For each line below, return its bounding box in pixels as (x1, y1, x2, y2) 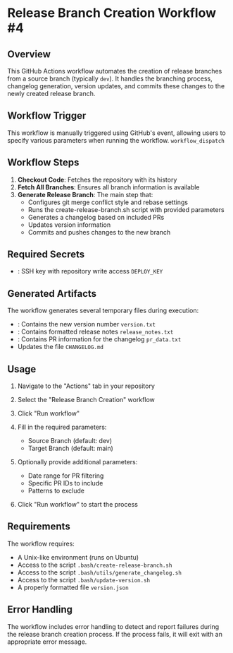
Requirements (7, 521, 70, 533)
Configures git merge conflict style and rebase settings (27, 198, 189, 206)
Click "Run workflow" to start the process (17, 500, 139, 509)
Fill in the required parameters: (17, 423, 107, 432)
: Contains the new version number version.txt (17, 320, 156, 329)
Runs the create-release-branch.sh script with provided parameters (27, 205, 225, 213)
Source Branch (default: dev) (27, 437, 113, 445)
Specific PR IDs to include (27, 479, 103, 488)
